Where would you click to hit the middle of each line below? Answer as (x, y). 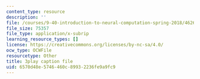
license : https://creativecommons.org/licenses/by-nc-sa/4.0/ (85, 45)
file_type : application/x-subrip (48, 34)
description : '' (26, 17)
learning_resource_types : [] (42, 39)
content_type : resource (36, 12)
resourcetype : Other (32, 56)
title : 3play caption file (40, 61)
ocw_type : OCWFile (29, 50)
